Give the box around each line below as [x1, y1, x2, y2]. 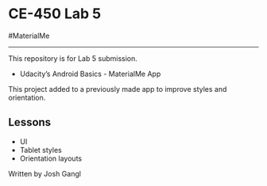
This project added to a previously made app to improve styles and [8, 84, 227, 93]
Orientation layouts [19, 154, 82, 163]
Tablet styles [19, 145, 62, 154]
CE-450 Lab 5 [8, 5, 102, 23]
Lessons [8, 116, 52, 129]
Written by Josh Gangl [8, 169, 82, 178]
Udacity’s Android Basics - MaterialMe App [19, 69, 161, 78]
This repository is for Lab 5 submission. [8, 53, 137, 63]
